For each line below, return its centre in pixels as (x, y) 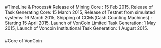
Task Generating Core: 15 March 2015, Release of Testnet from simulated (80, 12)
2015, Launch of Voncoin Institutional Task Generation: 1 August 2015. (77, 28)
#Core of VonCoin (24, 41)
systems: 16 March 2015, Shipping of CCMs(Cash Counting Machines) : (79, 18)
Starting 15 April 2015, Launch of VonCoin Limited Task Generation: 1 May (81, 23)
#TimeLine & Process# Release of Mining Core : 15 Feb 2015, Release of (79, 7)
